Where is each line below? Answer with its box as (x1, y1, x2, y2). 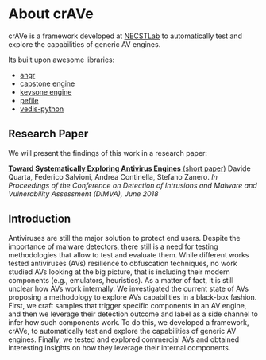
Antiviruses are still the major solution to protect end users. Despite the (8, 233, 241, 242)
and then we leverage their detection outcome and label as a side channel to (8, 309, 258, 319)
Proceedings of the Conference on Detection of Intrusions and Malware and (8, 180, 258, 190)
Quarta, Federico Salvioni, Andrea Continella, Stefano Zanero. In (8, 172, 218, 181)
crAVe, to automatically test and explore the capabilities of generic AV (8, 326, 237, 335)
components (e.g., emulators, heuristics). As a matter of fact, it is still (8, 275, 234, 285)
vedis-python (19, 104, 64, 114)
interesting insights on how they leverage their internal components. (8, 343, 231, 352)
